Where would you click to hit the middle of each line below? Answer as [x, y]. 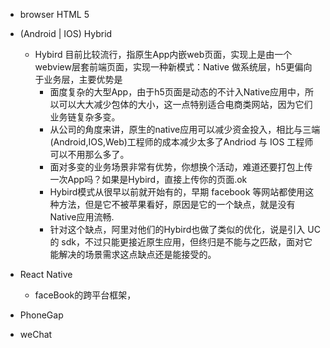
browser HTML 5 [54, 14]
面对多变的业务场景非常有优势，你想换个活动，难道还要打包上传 [181, 167]
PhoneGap [41, 315]
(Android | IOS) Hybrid [66, 33]
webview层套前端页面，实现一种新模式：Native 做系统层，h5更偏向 [173, 67]
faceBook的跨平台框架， [85, 295]
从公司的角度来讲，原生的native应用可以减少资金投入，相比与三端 [185, 129]
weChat [36, 334]
